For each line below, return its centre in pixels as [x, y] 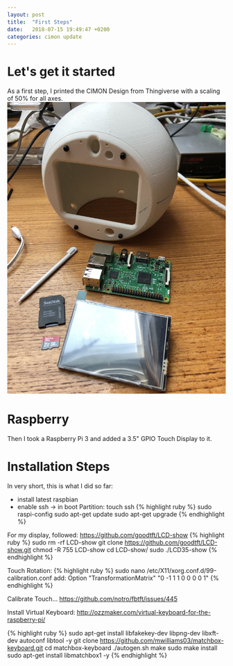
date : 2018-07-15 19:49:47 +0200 [59, 29]
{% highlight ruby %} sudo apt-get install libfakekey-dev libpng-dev [104, 633]
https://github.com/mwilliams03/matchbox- [162, 641]
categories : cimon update [44, 37]
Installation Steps [59, 467]
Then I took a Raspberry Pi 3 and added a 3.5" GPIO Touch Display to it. [110, 439]
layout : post [26, 15]
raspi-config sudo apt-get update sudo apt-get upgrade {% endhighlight [121, 515]
